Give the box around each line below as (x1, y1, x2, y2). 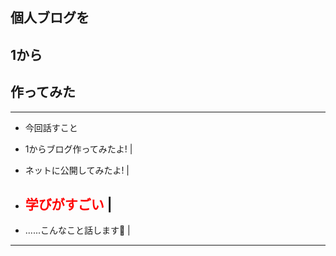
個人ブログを (10, 9, 90, 27)
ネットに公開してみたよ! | (24, 164, 130, 176)
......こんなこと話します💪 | (24, 224, 131, 237)
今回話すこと (24, 121, 78, 133)
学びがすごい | (24, 196, 113, 213)
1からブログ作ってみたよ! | (24, 143, 133, 155)
